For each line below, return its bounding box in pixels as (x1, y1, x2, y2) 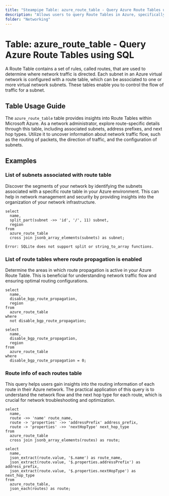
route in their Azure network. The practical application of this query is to (5, 386, 154, 393)
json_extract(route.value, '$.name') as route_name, (10, 455, 123, 461)
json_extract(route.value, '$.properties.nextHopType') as (10, 469, 136, 474)
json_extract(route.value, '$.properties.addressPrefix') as (10, 460, 141, 465)
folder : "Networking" (5, 17, 51, 22)
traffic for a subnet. (5, 87, 45, 93)
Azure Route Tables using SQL (5, 49, 134, 60)
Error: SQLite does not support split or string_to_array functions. (5, 244, 154, 249)
